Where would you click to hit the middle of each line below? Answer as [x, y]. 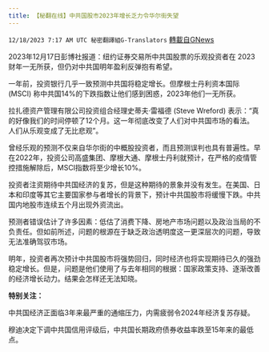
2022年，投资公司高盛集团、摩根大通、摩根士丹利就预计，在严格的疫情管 [136, 158]
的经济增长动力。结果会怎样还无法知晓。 [75, 278]
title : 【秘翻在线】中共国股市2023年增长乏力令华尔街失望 [94, 16]
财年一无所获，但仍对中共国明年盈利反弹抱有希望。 [92, 66]
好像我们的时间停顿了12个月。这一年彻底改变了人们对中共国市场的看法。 [134, 120]
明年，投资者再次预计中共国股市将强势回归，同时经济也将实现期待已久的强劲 [134, 258]
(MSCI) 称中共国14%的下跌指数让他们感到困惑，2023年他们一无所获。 [124, 94]
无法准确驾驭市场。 [40, 242]
